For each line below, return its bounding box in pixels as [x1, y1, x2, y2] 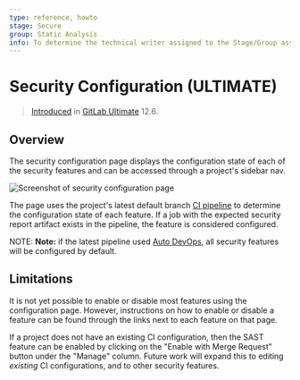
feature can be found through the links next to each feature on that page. [9, 314, 279, 325]
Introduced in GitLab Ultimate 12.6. [30, 106, 159, 117]
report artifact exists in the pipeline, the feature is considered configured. [9, 219, 279, 229]
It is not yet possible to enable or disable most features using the [9, 295, 247, 306]
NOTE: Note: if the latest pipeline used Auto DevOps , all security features [9, 236, 279, 247]
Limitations [9, 272, 73, 287]
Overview [9, 131, 65, 148]
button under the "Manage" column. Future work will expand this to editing [9, 350, 284, 361]
